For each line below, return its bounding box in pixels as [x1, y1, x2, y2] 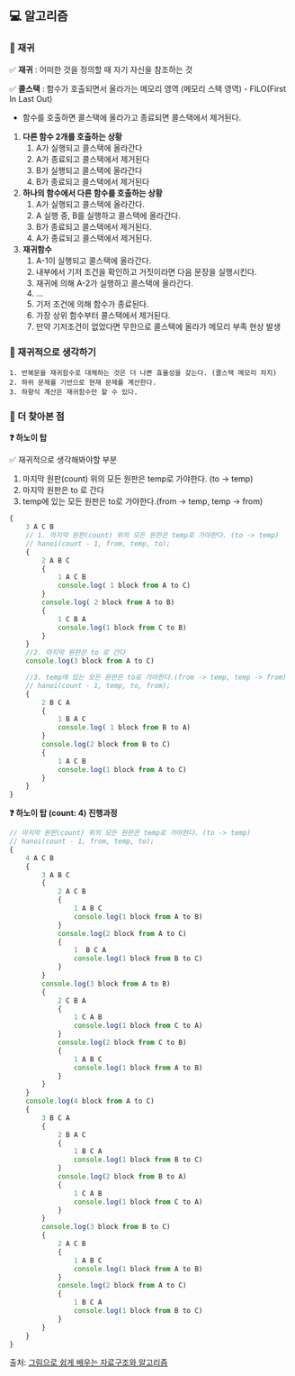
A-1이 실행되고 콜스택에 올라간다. [35, 255, 152, 266]
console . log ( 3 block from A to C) [25, 656, 155, 665]
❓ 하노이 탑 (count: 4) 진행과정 [9, 808, 118, 819]
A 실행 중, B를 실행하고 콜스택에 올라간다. [35, 210, 182, 221]
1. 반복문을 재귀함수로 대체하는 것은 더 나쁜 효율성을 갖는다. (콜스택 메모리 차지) [9, 368, 277, 377]
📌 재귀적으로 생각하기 [9, 345, 96, 358]
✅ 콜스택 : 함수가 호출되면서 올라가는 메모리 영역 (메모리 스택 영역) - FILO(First [9, 83, 286, 94]
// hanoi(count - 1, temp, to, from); [25, 681, 171, 690]
